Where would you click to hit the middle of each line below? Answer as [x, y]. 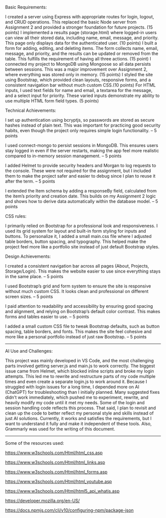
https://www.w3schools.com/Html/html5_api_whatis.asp [62, 491]
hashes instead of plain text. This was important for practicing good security [83, 125]
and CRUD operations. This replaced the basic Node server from [71, 22]
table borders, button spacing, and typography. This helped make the [76, 241]
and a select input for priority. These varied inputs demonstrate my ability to [82, 95]
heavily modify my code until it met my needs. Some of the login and [75, 402]
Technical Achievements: [31, 110]
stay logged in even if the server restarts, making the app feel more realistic [82, 151]
